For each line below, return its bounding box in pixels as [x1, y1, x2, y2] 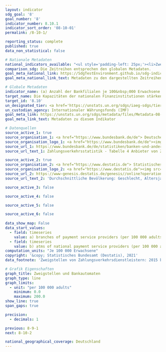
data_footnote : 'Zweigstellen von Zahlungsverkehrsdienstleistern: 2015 [5, 258, 158, 263]
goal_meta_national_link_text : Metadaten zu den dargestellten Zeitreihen [5, 76, 163, 81]
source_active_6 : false [5, 212, 54, 217]
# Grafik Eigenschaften [5, 266, 54, 271]
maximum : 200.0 [14, 294, 45, 299]
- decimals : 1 [9, 317, 39, 322]
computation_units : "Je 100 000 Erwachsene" [5, 248, 98, 254]
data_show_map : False [5, 221, 50, 226]
